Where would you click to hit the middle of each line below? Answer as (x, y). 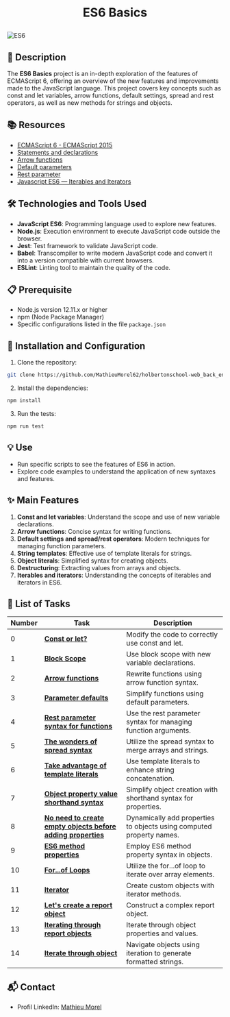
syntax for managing (159, 722)
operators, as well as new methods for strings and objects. (90, 103)
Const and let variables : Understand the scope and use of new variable (118, 517)
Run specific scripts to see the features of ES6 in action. (96, 464)
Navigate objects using (163, 945)
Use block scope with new (168, 654)
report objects (68, 933)
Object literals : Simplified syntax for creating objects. (92, 561)
